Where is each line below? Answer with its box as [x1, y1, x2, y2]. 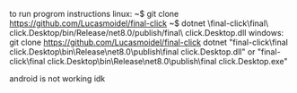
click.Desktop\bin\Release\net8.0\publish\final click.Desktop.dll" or [9, 46, 256, 57]
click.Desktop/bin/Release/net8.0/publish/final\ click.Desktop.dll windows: [9, 28, 284, 38]
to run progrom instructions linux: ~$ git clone [9, 9, 179, 19]
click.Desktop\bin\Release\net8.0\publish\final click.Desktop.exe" [47, 56, 289, 66]
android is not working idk [9, 73, 106, 84]
